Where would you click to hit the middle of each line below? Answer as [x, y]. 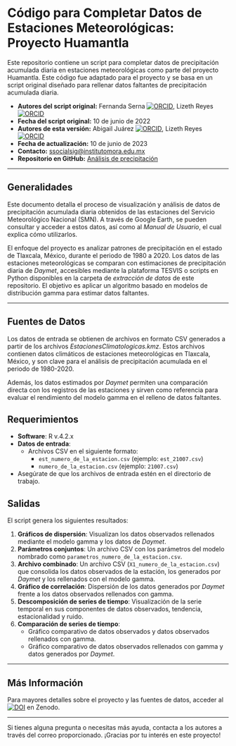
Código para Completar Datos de [105, 13]
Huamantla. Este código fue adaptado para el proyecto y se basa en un [110, 77]
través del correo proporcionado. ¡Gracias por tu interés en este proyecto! [114, 735]
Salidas [24, 503]
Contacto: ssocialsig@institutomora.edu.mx [81, 151]
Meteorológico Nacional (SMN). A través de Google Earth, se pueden [107, 219]
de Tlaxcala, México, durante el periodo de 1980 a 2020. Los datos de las [113, 255]
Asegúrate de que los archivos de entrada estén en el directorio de [114, 474]
